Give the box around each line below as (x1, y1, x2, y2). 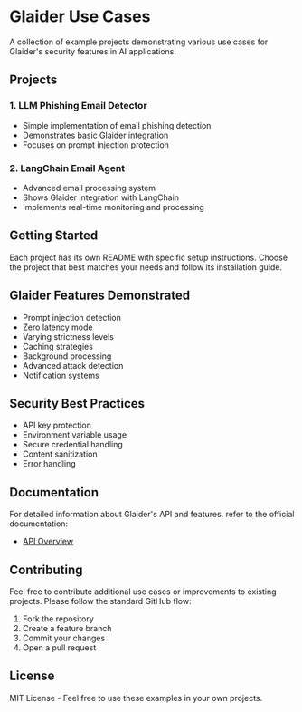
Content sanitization (22, 448, 98, 459)
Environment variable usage (22, 429, 127, 440)
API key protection (22, 419, 92, 431)
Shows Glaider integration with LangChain (22, 192, 179, 203)
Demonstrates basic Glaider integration (22, 130, 169, 140)
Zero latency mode (22, 322, 93, 332)
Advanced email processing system (22, 182, 156, 193)
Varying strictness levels (22, 331, 115, 342)
